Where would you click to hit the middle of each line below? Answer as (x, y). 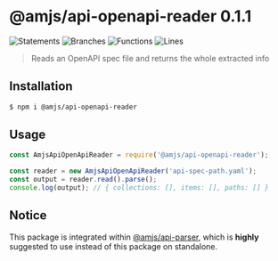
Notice (28, 216)
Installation (41, 86)
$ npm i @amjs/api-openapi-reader (74, 107)
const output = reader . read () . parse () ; (83, 180)
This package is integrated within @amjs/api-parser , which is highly (134, 237)
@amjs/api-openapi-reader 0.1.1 (131, 16)
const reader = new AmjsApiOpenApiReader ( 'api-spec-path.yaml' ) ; (133, 171)
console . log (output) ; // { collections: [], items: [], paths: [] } (139, 188)
